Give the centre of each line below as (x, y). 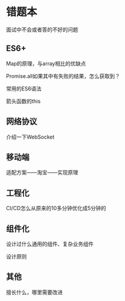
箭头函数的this (23, 101)
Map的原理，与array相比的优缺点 (46, 63)
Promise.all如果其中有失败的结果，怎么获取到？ (63, 76)
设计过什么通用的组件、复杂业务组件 (50, 244)
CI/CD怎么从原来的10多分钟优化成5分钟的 (56, 208)
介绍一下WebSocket (30, 137)
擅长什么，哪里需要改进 (34, 292)
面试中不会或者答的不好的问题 (42, 30)
